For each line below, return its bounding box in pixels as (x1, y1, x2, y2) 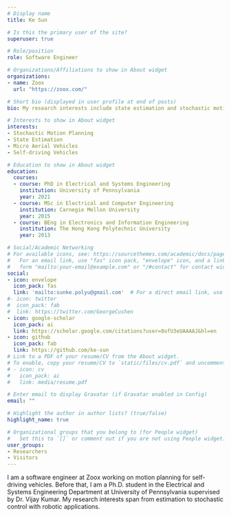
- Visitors (7, 454, 38, 461)
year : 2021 (19, 193, 51, 200)
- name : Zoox (7, 79, 45, 86)
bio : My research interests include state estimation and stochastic (7, 105, 211, 112)
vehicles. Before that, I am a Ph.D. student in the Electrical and (28, 481, 205, 489)
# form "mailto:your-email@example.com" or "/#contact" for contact (7, 263, 214, 271)
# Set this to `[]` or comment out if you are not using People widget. (7, 435, 226, 442)
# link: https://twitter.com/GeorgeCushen (7, 308, 134, 315)
